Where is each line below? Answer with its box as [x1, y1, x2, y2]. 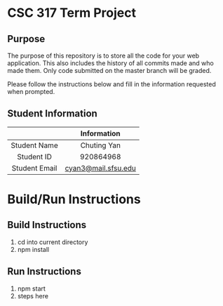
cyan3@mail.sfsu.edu [65, 163, 137, 173]
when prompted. [7, 88, 55, 95]
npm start [17, 284, 46, 293]
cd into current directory [17, 237, 88, 246]
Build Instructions [7, 219, 87, 231]
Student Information [7, 107, 98, 120]
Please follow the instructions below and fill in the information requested [7, 80, 216, 88]
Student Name [11, 140, 58, 150]
